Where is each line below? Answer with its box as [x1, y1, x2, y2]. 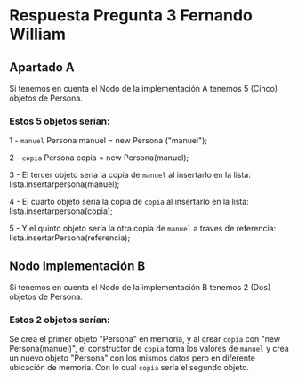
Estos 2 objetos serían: [9, 313, 110, 326]
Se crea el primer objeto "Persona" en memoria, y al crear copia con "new [9, 334, 281, 345]
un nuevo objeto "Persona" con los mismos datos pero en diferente [9, 353, 256, 363]
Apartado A [9, 60, 76, 75]
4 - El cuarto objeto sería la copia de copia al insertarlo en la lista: [9, 197, 249, 207]
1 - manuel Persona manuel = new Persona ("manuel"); [9, 135, 207, 146]
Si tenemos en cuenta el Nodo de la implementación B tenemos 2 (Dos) [9, 282, 271, 293]
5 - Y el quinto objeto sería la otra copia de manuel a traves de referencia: [9, 223, 277, 234]
